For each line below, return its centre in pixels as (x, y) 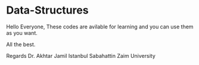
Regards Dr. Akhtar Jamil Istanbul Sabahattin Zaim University (81, 56)
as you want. (22, 32)
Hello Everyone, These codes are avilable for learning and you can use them (100, 27)
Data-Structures (47, 10)
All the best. (21, 44)
